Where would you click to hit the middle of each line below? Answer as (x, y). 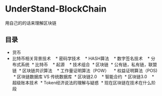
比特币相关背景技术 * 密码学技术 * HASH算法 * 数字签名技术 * (81, 58)
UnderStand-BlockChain (56, 9)
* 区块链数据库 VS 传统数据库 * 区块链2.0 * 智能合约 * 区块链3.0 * (84, 77)
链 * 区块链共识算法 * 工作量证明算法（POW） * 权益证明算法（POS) (85, 70)
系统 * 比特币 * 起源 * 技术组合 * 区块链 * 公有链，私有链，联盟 (89, 64)
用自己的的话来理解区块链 (31, 23)
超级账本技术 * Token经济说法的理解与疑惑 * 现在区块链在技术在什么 (82, 82)
